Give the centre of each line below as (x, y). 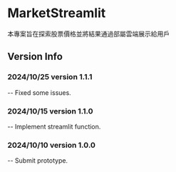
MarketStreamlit (57, 13)
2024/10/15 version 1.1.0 (51, 111)
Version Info (35, 57)
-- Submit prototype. (38, 161)
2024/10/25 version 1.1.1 (50, 77)
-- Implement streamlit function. (54, 126)
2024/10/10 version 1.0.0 (52, 145)
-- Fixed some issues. (39, 92)
